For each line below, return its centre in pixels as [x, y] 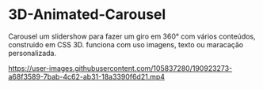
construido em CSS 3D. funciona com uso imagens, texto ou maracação [126, 44]
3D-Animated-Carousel [87, 15]
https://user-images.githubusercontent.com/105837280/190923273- [120, 68]
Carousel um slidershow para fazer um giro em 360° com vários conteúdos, [132, 36]
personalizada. [32, 53]
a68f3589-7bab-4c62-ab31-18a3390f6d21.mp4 [86, 76]
